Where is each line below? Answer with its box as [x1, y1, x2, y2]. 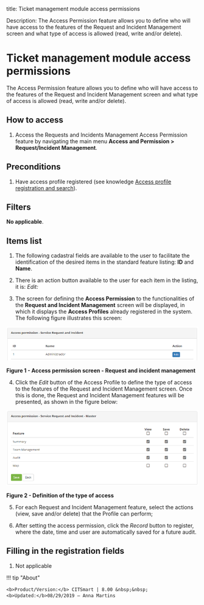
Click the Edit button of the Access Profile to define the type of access [15, 378, 192, 386]
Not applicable [15, 562, 52, 569]
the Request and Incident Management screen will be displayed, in [15, 302, 185, 309]
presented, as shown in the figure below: [15, 398, 118, 405]
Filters [6, 202, 32, 212]
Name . [15, 265, 32, 272]
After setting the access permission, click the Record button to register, [15, 522, 194, 529]
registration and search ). [15, 184, 77, 191]
